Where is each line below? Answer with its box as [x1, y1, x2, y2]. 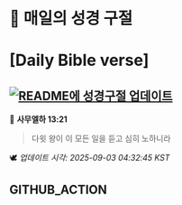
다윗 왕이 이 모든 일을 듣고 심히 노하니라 [31, 133, 171, 144]
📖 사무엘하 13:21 [9, 114, 68, 125]
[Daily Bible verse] [9, 51, 150, 70]
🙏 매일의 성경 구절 [9, 8, 133, 29]
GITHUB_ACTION [9, 182, 108, 197]
